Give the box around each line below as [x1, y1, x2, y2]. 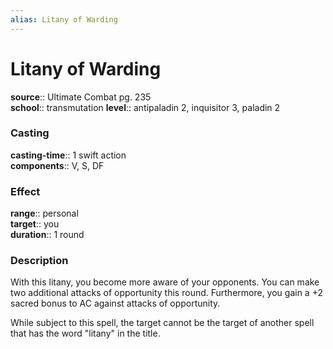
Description [10, 254, 69, 268]
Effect [10, 184, 41, 198]
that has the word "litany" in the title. [10, 327, 161, 340]
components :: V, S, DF [10, 159, 105, 171]
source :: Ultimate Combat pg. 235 [10, 91, 152, 103]
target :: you [10, 218, 60, 230]
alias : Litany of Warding [10, 14, 118, 25]
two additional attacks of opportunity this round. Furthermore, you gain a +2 [10, 287, 324, 299]
